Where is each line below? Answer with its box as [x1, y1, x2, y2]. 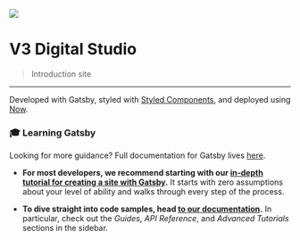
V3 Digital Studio [9, 39, 137, 60]
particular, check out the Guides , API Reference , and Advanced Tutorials [21, 213, 289, 224]
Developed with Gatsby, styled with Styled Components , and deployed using [9, 94, 291, 104]
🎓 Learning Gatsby [9, 126, 96, 138]
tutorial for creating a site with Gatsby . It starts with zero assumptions [21, 177, 284, 187]
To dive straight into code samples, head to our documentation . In [21, 203, 272, 214]
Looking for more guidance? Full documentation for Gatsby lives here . [9, 150, 266, 161]
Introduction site [30, 68, 92, 79]
